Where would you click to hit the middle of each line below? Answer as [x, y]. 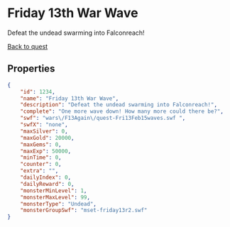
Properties [31, 69]
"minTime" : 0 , [41, 157]
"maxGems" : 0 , [41, 144]
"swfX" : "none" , [44, 125]
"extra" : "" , [39, 171]
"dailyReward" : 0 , [47, 184]
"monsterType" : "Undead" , [59, 204]
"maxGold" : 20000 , [47, 138]
